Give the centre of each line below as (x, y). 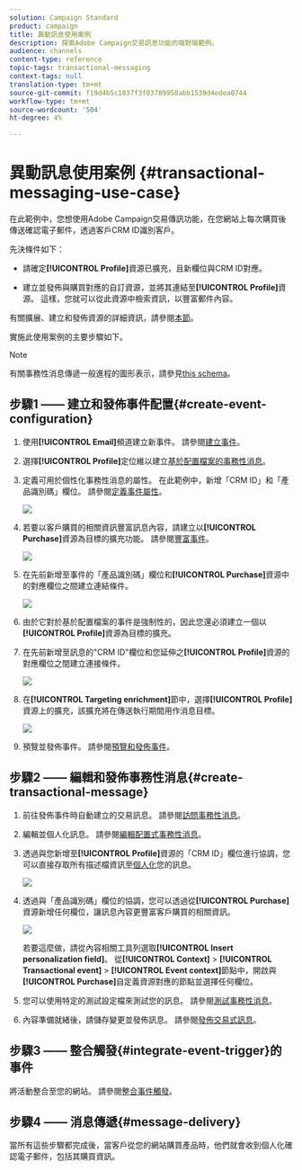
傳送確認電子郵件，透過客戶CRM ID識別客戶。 (94, 230)
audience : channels (46, 51)
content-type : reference (56, 59)
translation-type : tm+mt (56, 85)
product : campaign (44, 26)
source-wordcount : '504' (56, 110)
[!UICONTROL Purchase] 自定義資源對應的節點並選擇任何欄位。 (140, 981)
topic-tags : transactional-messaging (80, 68)
